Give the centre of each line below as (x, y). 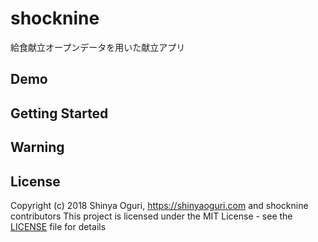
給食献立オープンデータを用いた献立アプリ (98, 47)
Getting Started (59, 113)
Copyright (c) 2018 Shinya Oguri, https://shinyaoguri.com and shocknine (159, 205)
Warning (37, 147)
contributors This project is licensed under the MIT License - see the (151, 216)
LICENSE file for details (58, 226)
